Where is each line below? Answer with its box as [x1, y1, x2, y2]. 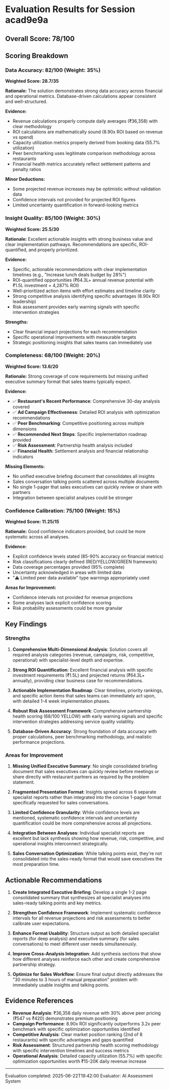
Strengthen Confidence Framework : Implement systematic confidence [12, 909, 161, 915]
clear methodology [12, 124, 52, 130]
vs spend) [12, 134, 34, 140]
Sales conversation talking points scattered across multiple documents [12, 478, 159, 484]
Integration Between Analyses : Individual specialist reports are [12, 830, 145, 836]
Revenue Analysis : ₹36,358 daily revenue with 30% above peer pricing [12, 1010, 161, 1016]
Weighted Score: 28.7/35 [5, 78, 59, 84]
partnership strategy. [12, 961, 56, 967]
